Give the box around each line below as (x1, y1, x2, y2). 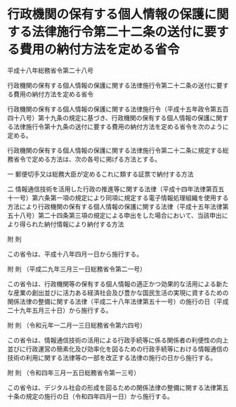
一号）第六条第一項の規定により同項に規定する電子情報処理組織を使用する (13, 193, 229, 202)
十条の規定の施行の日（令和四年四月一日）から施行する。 (7, 392, 173, 401)
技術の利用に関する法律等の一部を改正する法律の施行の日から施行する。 (7, 353, 216, 362)
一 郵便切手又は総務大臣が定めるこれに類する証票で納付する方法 (7, 169, 194, 178)
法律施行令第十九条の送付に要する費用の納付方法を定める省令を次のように (13, 122, 229, 131)
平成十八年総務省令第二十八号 (7, 66, 93, 75)
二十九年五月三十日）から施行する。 (7, 306, 112, 314)
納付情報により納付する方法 (44, 219, 124, 228)
